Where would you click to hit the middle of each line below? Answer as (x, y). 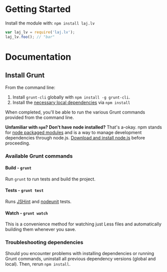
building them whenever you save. (41, 229)
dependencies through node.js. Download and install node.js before (75, 137)
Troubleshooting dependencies (44, 242)
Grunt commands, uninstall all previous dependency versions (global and (80, 258)
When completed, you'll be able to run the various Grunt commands (75, 112)
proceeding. (18, 143)
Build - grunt (18, 168)
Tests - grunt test (25, 190)
